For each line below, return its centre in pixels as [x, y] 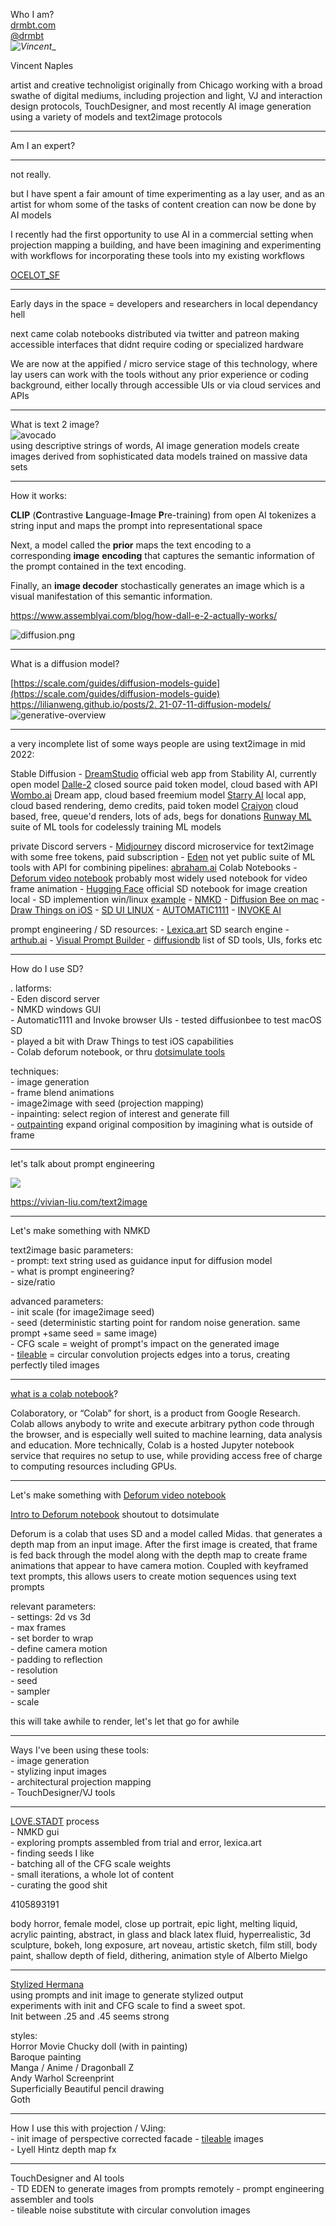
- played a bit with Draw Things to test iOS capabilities [122, 1041]
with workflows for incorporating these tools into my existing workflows [157, 255]
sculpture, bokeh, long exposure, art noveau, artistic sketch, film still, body [164, 1945]
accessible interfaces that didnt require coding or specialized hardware [157, 344]
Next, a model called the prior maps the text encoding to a [131, 545]
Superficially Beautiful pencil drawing [87, 2088]
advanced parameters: [57, 1301]
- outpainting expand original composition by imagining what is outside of [162, 1124]
